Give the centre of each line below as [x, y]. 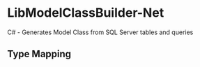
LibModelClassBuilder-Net [86, 13]
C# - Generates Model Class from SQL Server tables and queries [100, 32]
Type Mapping [39, 54]
